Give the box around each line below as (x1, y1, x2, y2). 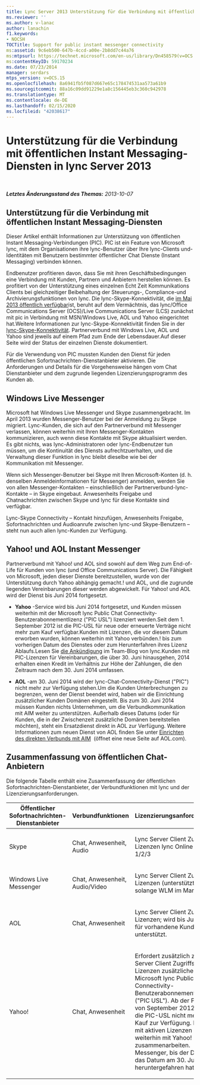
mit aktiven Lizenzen (135, 1026, 192, 1034)
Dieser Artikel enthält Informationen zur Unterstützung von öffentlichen (6, 233, 180, 240)
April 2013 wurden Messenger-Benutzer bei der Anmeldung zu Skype (6, 415, 177, 423)
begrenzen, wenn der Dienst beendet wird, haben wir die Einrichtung (14, 690, 185, 698)
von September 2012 (135, 1003, 195, 1012)
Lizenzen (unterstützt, (135, 878, 196, 887)
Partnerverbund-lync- (134, 483, 189, 491)
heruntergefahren (135, 1063, 185, 1071)
